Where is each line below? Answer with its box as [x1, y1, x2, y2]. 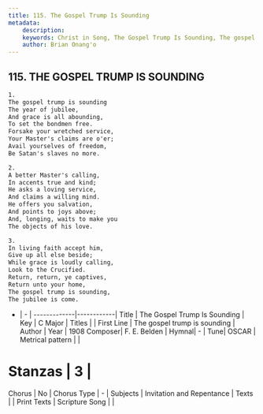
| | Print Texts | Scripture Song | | [8, 397, 115, 406]
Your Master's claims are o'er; [8, 135, 114, 143]
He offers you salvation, [8, 200, 93, 209]
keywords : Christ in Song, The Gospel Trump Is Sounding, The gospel [22, 33, 256, 42]
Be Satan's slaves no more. [8, 149, 101, 158]
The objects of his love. [8, 222, 93, 230]
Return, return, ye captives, [8, 274, 108, 282]
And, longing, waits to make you [8, 214, 118, 223]
